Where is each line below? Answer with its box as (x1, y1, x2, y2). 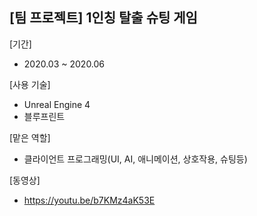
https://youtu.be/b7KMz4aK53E (23, 194, 156, 206)
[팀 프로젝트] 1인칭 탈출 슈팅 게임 (9, 9, 198, 27)
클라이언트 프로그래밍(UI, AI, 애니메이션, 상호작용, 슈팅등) (23, 153, 248, 165)
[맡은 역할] (9, 131, 51, 143)
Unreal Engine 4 (23, 98, 91, 110)
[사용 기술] (9, 78, 51, 90)
